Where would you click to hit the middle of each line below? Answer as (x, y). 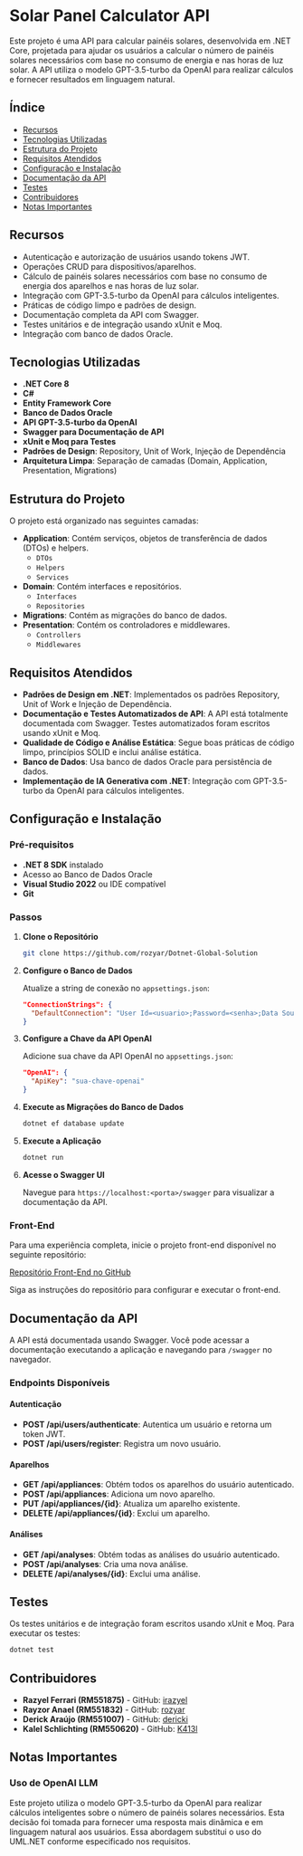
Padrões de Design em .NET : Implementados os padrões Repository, (151, 694)
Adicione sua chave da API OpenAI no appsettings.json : (128, 1057)
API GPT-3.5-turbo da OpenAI (80, 423)
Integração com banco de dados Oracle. (98, 334)
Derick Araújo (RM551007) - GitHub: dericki (105, 1719)
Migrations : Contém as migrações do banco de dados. (125, 616)
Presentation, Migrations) (70, 471)
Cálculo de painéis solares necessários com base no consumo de (145, 276)
